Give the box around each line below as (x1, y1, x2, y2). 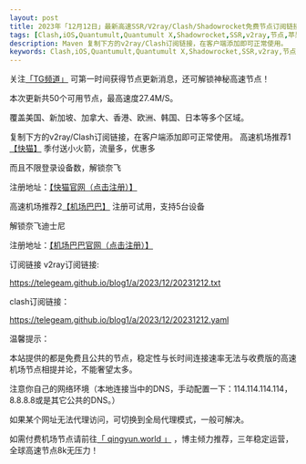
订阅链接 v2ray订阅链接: (9, 259, 100, 270)
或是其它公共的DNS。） (35, 395, 120, 406)
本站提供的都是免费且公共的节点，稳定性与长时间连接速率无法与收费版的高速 (9, 353, 297, 364)
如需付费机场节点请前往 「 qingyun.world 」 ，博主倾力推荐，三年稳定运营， (9, 434, 294, 445)
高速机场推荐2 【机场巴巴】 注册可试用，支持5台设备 (9, 201, 205, 212)
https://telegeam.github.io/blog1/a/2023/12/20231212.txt (9, 277, 221, 288)
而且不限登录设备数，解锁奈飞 (9, 162, 121, 173)
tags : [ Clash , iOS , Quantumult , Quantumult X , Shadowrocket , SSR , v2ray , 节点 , (9, 30, 289, 39)
